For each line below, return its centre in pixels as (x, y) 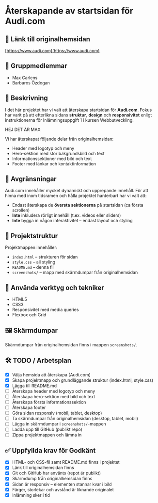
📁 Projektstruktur (32, 236)
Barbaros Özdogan (31, 82)
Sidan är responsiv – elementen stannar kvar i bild (62, 484)
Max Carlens (25, 78)
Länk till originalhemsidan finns (43, 468)
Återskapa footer (29, 407)
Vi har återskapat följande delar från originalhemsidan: (59, 139)
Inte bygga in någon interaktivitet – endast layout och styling (72, 221)
